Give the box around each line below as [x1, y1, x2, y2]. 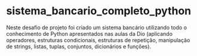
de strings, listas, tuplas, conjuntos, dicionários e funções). [6, 43, 151, 50]
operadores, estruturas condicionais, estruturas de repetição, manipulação [6, 36, 190, 43]
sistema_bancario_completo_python [6, 4, 192, 18]
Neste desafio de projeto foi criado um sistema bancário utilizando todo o [6, 24, 187, 31]
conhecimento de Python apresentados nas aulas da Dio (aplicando [6, 30, 173, 37]
